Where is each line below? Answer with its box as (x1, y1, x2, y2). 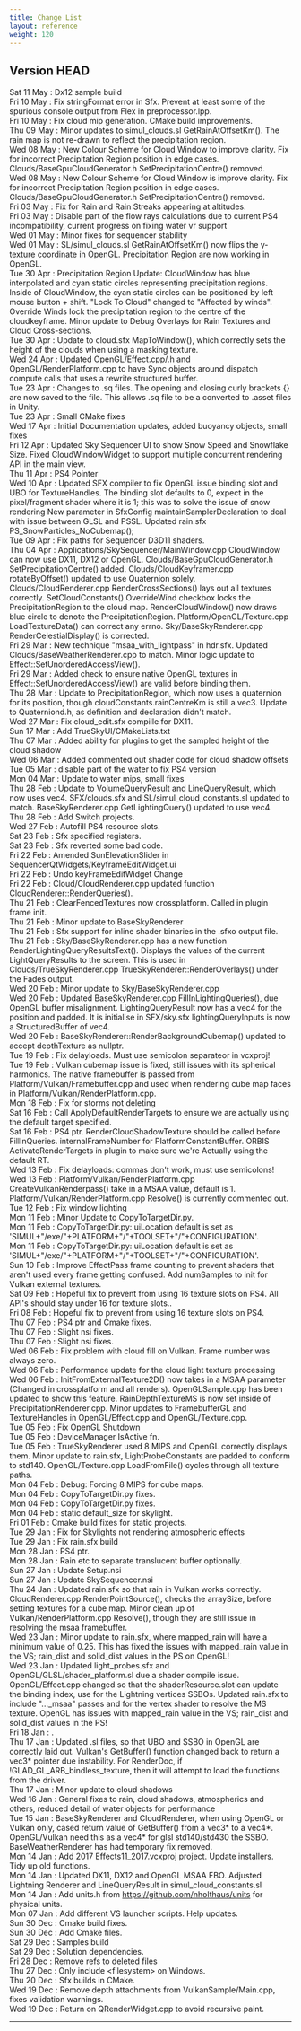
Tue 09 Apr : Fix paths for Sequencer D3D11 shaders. (9, 535, 205, 546)
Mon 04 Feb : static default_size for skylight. (9, 1508, 173, 1519)
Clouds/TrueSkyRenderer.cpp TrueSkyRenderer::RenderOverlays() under (9, 964, 279, 975)
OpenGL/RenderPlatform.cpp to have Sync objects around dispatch (9, 363, 258, 374)
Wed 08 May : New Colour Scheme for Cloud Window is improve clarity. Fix (9, 172, 288, 184)
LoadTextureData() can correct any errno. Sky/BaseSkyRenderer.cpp (9, 621, 264, 632)
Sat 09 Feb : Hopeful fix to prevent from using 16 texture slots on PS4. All (9, 1289, 279, 1300)
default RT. (9, 1155, 50, 1166)
